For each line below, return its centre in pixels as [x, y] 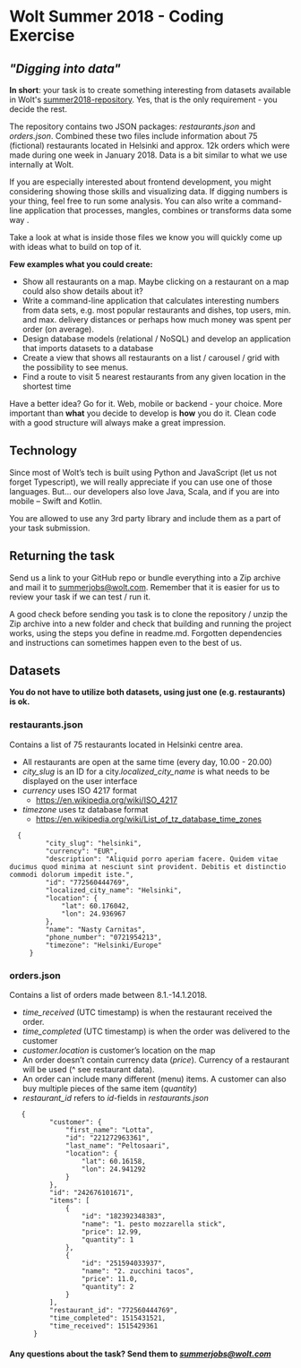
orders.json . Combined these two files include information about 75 [133, 136]
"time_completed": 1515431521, [107, 1319]
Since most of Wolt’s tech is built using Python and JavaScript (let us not [143, 472]
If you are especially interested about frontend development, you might [140, 182]
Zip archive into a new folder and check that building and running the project [150, 624]
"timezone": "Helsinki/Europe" [104, 945]
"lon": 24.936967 [94, 914]
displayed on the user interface [80, 780]
